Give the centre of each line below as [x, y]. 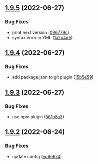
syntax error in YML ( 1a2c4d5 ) [42, 37]
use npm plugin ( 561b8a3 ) [38, 117]
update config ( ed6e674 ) [37, 156]
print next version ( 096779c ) [40, 32]
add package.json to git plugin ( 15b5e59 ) [53, 77]
